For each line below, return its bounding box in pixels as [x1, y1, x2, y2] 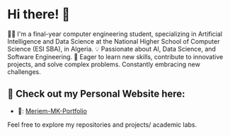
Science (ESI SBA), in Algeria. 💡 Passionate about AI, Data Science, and [7, 44, 216, 53]
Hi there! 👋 [7, 6, 71, 23]
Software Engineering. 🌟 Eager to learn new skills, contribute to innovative [7, 52, 224, 61]
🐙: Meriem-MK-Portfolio [17, 106, 87, 115]
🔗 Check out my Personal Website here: [7, 88, 185, 100]
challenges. [7, 67, 41, 76]
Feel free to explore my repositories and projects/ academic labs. [7, 120, 197, 129]
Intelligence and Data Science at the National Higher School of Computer [7, 37, 220, 45]
